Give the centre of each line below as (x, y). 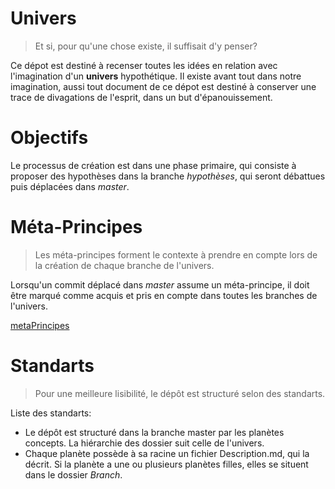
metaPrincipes (40, 325)
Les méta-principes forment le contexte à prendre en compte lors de (176, 254)
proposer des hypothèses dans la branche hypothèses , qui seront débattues (168, 176)
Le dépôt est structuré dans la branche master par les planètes (154, 432)
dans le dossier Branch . (73, 474)
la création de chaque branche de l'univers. (124, 265)
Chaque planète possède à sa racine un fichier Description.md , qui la (167, 453)
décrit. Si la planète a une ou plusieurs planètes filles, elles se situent (166, 464)
